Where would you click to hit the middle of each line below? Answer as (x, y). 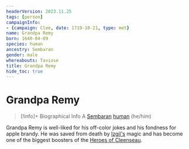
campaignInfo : (23, 22)
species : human (25, 44)
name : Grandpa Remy (30, 33)
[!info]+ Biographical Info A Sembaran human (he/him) (86, 116)
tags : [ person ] (25, 17)
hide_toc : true (25, 71)
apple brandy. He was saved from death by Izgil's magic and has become (94, 134)
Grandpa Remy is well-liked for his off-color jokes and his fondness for (91, 128)
